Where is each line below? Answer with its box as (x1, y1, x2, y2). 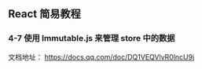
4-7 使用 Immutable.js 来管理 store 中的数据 (8, 33, 175, 44)
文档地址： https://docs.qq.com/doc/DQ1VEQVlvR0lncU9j (8, 52, 195, 61)
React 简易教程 (8, 7, 81, 21)
